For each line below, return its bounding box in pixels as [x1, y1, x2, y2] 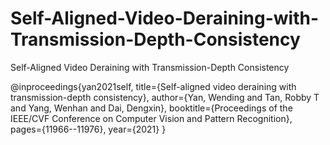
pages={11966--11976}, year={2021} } [10, 123, 167, 135]
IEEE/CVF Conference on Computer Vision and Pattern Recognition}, [10, 112, 293, 124]
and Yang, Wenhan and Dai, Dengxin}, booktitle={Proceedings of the [10, 102, 293, 114]
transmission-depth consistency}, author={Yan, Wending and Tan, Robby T [10, 91, 320, 103]
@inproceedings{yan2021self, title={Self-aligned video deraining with [10, 80, 297, 92]
